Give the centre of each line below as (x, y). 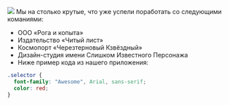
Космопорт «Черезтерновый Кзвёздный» (80, 48)
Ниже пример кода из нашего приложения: (83, 62)
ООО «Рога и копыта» (50, 33)
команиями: (25, 19)
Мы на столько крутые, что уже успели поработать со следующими (119, 12)
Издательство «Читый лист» (60, 40)
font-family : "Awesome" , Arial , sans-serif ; (80, 82)
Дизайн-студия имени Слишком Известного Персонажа (103, 55)
